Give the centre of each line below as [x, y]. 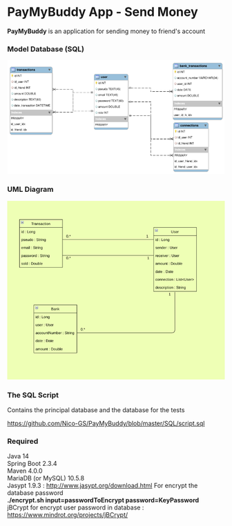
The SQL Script [33, 395]
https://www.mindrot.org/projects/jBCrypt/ [68, 515]
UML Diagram [30, 189]
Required [23, 441]
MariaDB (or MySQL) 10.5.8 [46, 478]
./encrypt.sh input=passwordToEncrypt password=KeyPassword [103, 500]
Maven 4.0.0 [25, 471]
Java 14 [18, 456]
